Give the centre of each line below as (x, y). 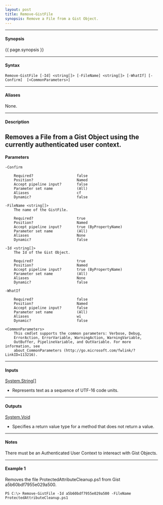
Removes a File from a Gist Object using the (72, 137)
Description (17, 122)
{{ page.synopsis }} (24, 50)
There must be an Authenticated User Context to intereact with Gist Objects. (81, 453)
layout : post (18, 9)
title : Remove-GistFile (29, 14)
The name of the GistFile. (41, 210)
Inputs (12, 370)
